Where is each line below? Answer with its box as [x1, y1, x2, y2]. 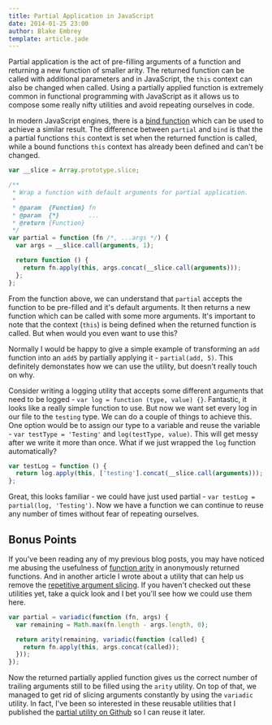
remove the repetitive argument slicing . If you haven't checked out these [8, 579, 252, 590]
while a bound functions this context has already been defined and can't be [8, 142, 264, 151]
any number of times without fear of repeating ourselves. [8, 509, 200, 519]
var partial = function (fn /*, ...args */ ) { [8, 234, 169, 242]
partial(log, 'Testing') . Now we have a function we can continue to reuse [8, 500, 264, 510]
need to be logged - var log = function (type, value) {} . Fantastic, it [8, 394, 247, 404]
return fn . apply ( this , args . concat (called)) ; [23, 643, 180, 651]
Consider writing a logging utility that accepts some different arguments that [8, 386, 264, 395]
